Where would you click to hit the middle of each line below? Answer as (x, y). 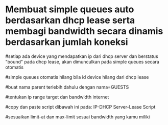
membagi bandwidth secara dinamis (84, 31)
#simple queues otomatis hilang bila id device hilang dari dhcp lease (77, 77)
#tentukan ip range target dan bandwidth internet (57, 97)
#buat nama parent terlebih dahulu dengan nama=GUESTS (67, 87)
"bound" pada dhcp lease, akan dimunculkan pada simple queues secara (82, 61)
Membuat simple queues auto (70, 9)
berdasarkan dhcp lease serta (70, 20)
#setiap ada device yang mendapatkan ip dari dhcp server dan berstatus (82, 56)
